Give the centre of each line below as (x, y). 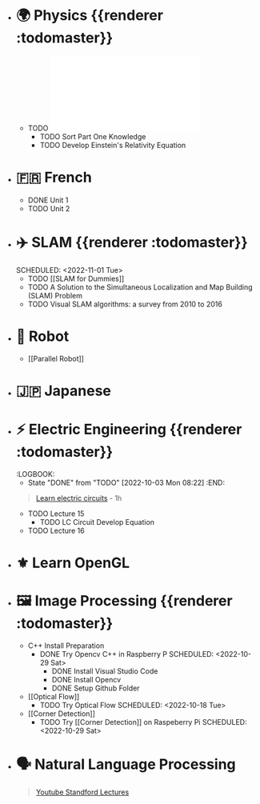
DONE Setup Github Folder (96, 688)
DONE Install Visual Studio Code (105, 671)
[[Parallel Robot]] (56, 358)
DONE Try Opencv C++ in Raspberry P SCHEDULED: (127, 654)
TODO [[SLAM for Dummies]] (76, 278)
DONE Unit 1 (48, 200)
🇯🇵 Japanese (64, 391)
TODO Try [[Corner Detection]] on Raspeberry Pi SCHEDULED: (143, 722)
